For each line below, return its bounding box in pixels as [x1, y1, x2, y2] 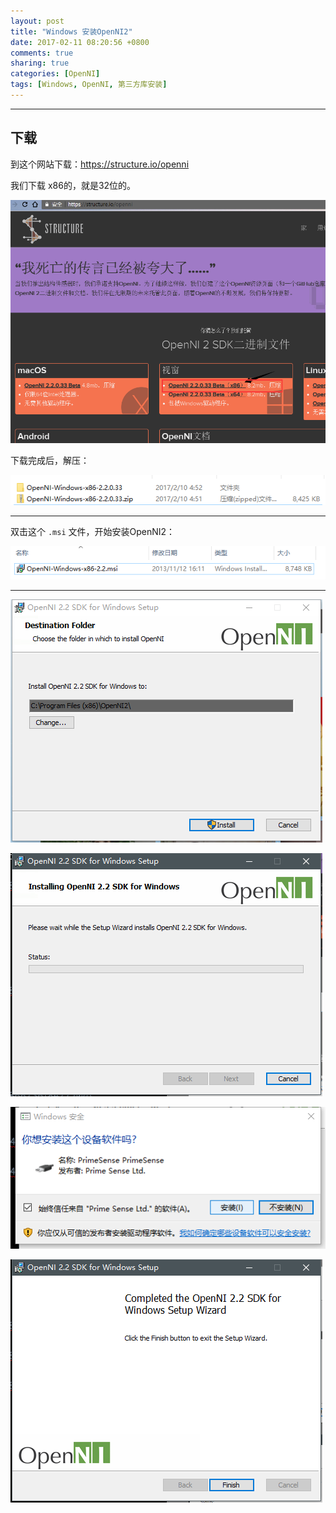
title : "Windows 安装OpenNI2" [10, 26, 133, 37]
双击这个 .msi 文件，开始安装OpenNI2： [10, 526, 176, 538]
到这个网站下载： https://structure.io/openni [10, 158, 190, 170]
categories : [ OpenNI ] [10, 69, 101, 79]
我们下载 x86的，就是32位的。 [10, 179, 137, 191]
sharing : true [10, 58, 70, 69]
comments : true [10, 48, 74, 58]
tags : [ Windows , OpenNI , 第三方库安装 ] [10, 80, 168, 90]
